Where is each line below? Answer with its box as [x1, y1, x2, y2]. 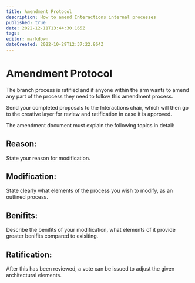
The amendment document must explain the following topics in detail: [6, 121, 175, 129]
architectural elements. [6, 272, 62, 279]
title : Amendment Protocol [6, 8, 72, 15]
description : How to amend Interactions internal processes [6, 14, 157, 20]
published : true [6, 19, 46, 25]
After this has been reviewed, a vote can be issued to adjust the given [6, 265, 175, 272]
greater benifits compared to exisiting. [6, 232, 99, 239]
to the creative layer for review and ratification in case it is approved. [6, 110, 172, 117]
